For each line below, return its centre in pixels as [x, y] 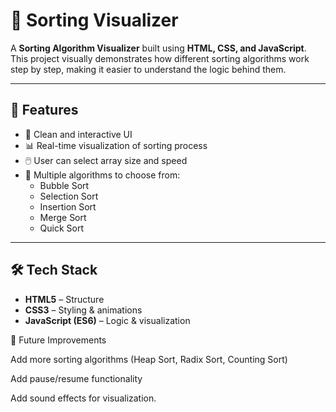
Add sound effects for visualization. [83, 398]
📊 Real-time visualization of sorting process [116, 145]
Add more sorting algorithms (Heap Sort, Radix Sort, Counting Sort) [149, 359]
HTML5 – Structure [64, 299]
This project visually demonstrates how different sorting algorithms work [160, 58]
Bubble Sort [64, 185]
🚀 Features [44, 110]
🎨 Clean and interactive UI [78, 134]
